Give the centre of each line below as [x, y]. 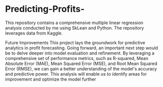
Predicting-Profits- [45, 9]
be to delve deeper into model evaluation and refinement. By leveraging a [80, 53]
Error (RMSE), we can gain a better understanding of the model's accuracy [81, 69]
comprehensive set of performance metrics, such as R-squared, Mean [77, 58]
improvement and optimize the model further [51, 79]
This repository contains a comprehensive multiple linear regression [74, 23]
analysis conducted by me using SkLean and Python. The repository [75, 28]
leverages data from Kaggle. [34, 33]
